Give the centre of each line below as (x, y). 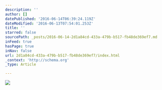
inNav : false (18, 51)
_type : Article (21, 64)
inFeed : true (18, 42)
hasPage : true (20, 46)
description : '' (22, 10)
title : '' (15, 28)
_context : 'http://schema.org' (37, 60)
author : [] (16, 14)
